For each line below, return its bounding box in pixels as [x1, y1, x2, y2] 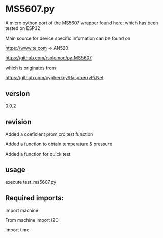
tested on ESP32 [5, 25, 41, 31]
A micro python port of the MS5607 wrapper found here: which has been [5, 20, 158, 26]
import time [5, 227, 30, 233]
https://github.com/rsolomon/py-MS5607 [5, 54, 92, 61]
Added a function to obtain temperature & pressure [5, 141, 113, 147]
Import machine [5, 207, 39, 214]
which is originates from [5, 65, 56, 71]
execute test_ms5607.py [5, 179, 57, 185]
